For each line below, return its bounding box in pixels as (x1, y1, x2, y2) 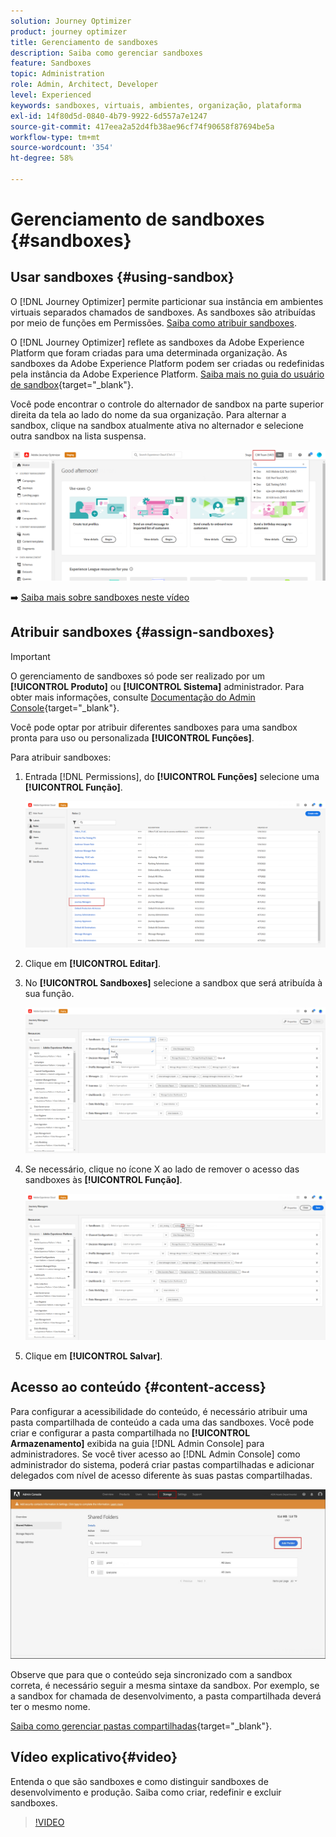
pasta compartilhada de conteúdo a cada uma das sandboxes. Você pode (10, 1416, 315, 1428)
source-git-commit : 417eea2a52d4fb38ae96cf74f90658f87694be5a (10, 121, 275, 132)
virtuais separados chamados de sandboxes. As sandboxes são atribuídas (10, 306, 316, 318)
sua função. (24, 987, 75, 999)
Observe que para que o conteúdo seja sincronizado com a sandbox (10, 1668, 293, 1680)
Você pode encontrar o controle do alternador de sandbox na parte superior (10, 398, 324, 410)
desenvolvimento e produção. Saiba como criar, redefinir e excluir (10, 1786, 282, 1798)
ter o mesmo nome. (10, 1700, 91, 1712)
